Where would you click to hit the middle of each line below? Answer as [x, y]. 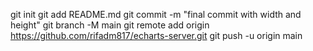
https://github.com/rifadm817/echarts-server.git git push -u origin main [156, 35]
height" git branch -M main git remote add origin [110, 25]
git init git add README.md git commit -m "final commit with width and [156, 14]
